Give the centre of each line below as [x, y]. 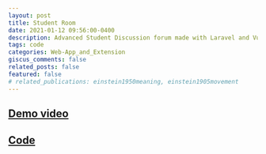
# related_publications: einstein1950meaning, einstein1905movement [123, 81]
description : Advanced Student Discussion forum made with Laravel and [129, 38]
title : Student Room [42, 23]
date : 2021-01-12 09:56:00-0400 [61, 30]
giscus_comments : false [47, 60]
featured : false [35, 74]
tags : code [26, 45]
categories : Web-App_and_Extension [67, 52]
